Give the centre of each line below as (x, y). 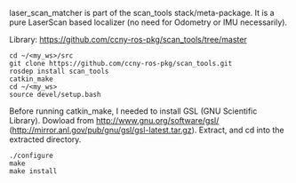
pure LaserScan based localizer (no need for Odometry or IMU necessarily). (148, 22)
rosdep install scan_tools (59, 71)
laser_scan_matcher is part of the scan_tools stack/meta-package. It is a (142, 13)
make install (33, 171)
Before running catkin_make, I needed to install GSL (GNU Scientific (133, 111)
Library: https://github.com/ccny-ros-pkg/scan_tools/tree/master (128, 40)
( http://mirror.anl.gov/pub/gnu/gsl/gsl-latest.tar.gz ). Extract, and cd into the (147, 130)
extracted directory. (45, 139)
